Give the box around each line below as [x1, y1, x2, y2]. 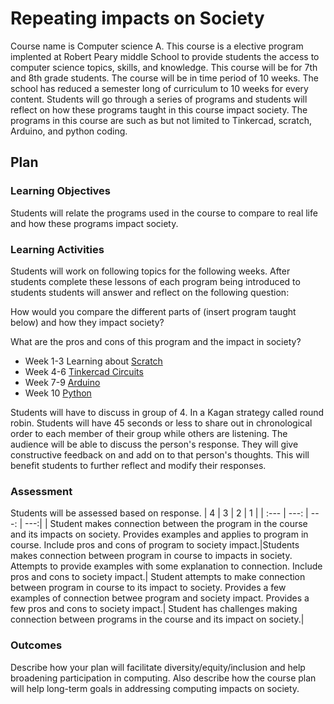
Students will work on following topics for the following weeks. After [10, 265, 291, 277]
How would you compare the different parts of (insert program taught [10, 305, 297, 317]
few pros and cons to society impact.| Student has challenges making [10, 603, 298, 615]
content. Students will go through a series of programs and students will [10, 93, 308, 105]
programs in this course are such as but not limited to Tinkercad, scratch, [10, 114, 312, 126]
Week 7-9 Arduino [24, 376, 101, 388]
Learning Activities [10, 242, 105, 256]
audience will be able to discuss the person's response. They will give [10, 438, 299, 450]
